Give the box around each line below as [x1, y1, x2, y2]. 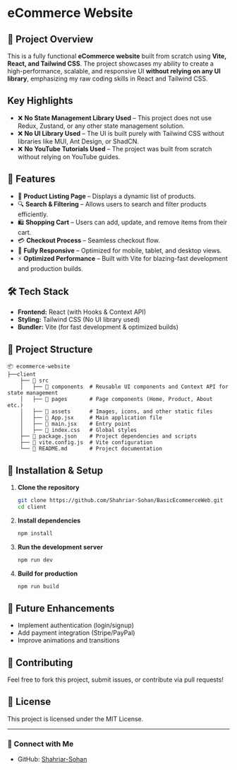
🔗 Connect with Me [7, 739, 74, 749]
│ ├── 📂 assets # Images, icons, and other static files [20, 408, 213, 415]
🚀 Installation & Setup [7, 465, 104, 477]
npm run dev [17, 556, 53, 564]
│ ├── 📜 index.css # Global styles [20, 426, 138, 434]
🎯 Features [7, 173, 56, 185]
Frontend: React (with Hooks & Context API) [17, 308, 147, 316]
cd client [17, 503, 47, 511]
